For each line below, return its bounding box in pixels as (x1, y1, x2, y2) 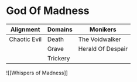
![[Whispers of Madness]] (6, 69, 68, 76)
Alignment (11, 25, 40, 33)
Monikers (90, 25, 117, 33)
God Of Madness (6, 4, 90, 18)
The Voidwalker (78, 35, 121, 43)
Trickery (47, 54, 70, 62)
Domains (47, 25, 73, 33)
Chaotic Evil (9, 35, 42, 43)
